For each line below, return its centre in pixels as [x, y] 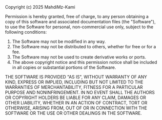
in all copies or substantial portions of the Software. [64, 67]
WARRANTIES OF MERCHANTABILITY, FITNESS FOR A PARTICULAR [74, 87]
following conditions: [26, 32]
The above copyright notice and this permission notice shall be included [85, 62]
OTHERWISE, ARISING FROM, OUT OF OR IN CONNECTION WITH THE [76, 108]
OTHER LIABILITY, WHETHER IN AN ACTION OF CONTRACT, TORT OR [76, 103]
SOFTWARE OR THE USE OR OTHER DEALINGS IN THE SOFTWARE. [73, 113]
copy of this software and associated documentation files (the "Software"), [81, 22]
